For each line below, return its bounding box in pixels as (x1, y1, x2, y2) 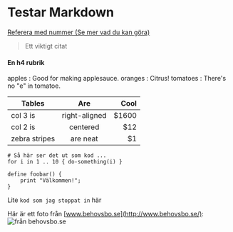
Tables (21, 99, 45, 109)
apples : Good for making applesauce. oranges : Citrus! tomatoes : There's (7, 74, 227, 83)
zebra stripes (11, 133, 56, 143)
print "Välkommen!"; (20, 177, 81, 184)
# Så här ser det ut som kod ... (7, 152, 107, 159)
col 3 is (11, 111, 36, 121)
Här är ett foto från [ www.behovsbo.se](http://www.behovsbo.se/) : (7, 210, 204, 218)
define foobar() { (7, 171, 62, 178)
